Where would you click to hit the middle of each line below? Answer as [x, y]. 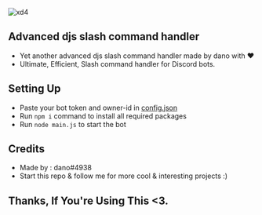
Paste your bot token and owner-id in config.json [98, 107]
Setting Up [35, 89]
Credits [27, 149]
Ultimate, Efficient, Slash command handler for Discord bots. [117, 64]
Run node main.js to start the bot [73, 124]
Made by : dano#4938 [56, 168]
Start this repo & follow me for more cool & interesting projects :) [124, 176]
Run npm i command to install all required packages [103, 116]
